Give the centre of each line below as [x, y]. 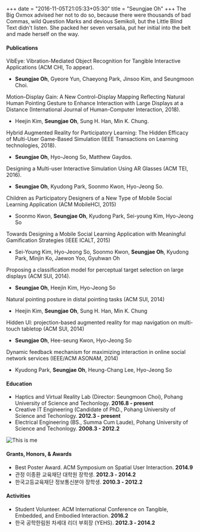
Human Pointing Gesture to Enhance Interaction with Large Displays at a [95, 103]
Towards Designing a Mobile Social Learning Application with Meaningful [96, 234]
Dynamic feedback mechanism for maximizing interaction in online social [96, 352]
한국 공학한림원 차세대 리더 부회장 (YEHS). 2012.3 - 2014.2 [85, 522]
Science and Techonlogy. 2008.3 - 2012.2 [67, 429]
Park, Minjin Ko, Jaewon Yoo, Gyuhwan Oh [67, 258]
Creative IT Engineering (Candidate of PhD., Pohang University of [95, 409]
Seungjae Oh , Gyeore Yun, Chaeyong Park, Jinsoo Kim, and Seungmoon [104, 79]
